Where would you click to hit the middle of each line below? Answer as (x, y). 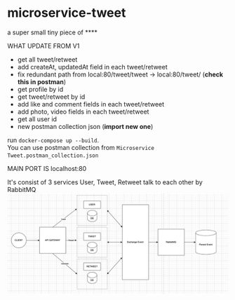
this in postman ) (42, 81)
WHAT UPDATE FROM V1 (43, 46)
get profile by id (40, 89)
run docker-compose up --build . (53, 140)
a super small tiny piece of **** (53, 32)
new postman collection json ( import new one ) (85, 126)
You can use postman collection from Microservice (81, 147)
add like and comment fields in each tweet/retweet (91, 104)
